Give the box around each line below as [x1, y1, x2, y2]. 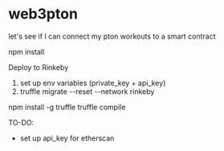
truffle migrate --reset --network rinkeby [19, 86, 155, 96]
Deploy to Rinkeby [8, 62, 69, 72]
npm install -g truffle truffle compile [8, 102, 126, 112]
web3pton [8, 5, 79, 23]
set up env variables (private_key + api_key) [19, 78, 166, 88]
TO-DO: [8, 117, 35, 127]
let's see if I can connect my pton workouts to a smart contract [8, 31, 216, 41]
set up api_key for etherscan [19, 133, 115, 143]
